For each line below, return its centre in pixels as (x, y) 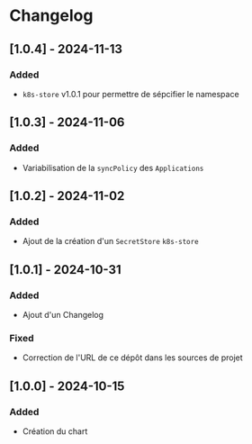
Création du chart (55, 431)
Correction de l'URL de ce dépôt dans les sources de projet (132, 358)
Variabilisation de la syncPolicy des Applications (113, 168)
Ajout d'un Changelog (63, 314)
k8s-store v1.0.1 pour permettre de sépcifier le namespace (131, 94)
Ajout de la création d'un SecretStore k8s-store (111, 241)
